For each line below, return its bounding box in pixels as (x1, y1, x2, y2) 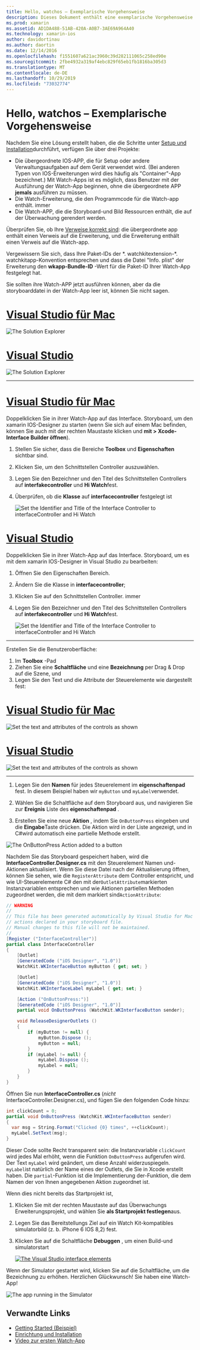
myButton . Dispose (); (37, 1034, 92, 1040)
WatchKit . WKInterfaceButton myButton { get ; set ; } (17, 963, 148, 970)
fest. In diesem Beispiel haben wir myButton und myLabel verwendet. (14, 787, 179, 795)
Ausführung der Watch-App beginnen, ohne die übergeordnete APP (14, 182, 182, 189)
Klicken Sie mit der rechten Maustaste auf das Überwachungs (14, 1202, 167, 1209)
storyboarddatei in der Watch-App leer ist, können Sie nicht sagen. (6, 287, 170, 294)
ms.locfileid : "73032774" (6, 81, 70, 87)
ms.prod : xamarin (6, 20, 49, 26)
